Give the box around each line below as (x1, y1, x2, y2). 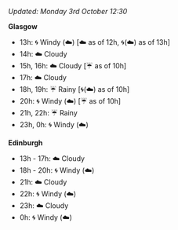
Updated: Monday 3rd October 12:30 (8, 7, 128, 16)
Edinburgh (8, 138, 43, 148)
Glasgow (8, 22, 38, 31)
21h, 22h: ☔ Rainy (19, 108, 78, 117)
